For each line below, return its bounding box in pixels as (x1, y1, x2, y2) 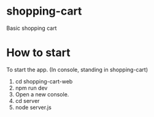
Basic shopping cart (6, 24, 57, 32)
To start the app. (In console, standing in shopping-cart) (6, 66, 148, 73)
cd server (15, 97, 40, 104)
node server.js (15, 104, 52, 111)
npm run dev (15, 84, 48, 91)
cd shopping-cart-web (15, 77, 73, 85)
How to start (6, 46, 71, 60)
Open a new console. (15, 90, 69, 98)
